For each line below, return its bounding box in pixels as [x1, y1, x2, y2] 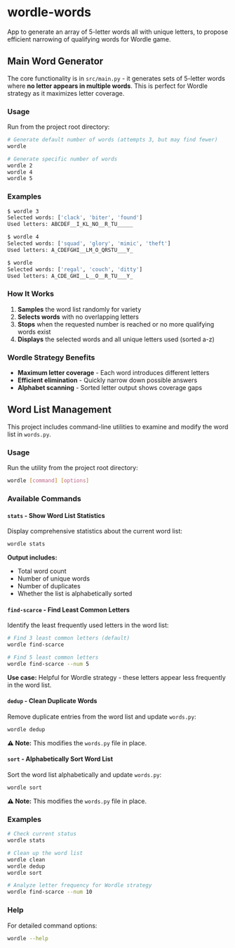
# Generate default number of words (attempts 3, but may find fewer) [7, 137, 218, 144]
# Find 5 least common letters [7, 654, 99, 661]
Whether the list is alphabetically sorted [17, 589, 133, 598]
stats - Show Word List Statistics [7, 511, 105, 519]
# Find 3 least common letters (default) [7, 635, 130, 642]
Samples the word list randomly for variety [17, 305, 142, 313]
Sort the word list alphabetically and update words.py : [7, 771, 162, 779]
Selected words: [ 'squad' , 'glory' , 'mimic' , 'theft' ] [7, 240, 171, 247]
